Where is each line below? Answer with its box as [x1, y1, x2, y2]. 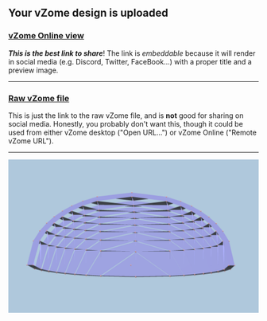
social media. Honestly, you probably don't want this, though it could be [8, 119, 244, 128]
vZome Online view [8, 30, 85, 41]
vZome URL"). [8, 135, 54, 146]
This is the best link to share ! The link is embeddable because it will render [8, 48, 256, 58]
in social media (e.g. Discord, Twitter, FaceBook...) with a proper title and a [8, 57, 252, 66]
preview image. [8, 65, 59, 75]
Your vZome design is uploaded [8, 6, 168, 20]
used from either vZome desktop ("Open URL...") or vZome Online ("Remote [8, 127, 257, 137]
